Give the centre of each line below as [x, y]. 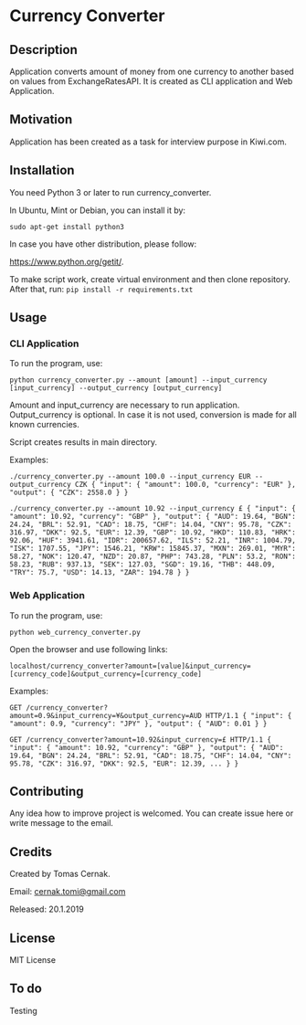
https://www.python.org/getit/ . [67, 261]
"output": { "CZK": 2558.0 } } [69, 493]
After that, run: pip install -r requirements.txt [101, 289]
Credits [31, 852]
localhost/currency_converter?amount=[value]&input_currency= [130, 666]
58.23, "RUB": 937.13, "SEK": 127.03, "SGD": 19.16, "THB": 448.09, [142, 565]
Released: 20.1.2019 [47, 909]
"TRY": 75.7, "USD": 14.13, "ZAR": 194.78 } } [100, 573]
